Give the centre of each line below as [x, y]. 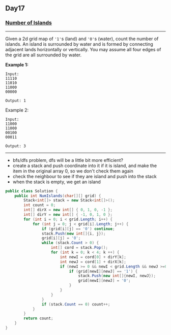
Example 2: [17, 110]
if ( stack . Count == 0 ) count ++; [76, 304]
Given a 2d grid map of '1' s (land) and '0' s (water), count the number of [82, 39]
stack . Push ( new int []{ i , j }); [74, 233]
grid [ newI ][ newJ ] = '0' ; [104, 281]
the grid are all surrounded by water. [44, 55]
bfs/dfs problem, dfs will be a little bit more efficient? [68, 160]
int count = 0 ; [40, 205]
